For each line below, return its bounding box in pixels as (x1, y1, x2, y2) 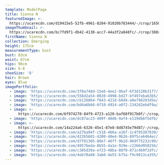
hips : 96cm (5, 62, 27, 66)
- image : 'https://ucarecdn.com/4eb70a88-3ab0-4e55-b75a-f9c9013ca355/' (9, 152, 161, 157)
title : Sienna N (5, 12, 38, 17)
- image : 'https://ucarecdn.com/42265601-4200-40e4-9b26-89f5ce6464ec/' (9, 134, 161, 139)
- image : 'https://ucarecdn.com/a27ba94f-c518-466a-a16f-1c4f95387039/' (9, 130, 161, 135)
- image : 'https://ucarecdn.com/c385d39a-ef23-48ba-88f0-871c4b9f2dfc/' (9, 148, 161, 153)
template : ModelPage (5, 7, 47, 12)
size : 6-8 (5, 66, 25, 71)
